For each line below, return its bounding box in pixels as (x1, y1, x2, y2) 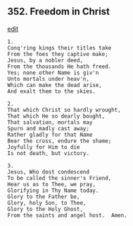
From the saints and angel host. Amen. (7, 212, 128, 219)
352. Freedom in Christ (7, 6, 110, 18)
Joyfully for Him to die (7, 143, 80, 151)
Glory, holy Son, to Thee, (7, 199, 87, 206)
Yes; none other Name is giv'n (7, 69, 99, 77)
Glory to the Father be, (7, 193, 80, 200)
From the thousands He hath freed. (7, 63, 112, 70)
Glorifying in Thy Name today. (7, 187, 99, 194)
